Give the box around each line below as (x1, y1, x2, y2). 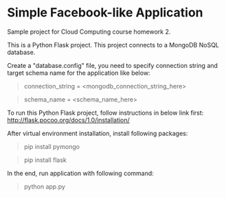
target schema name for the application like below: (7, 69, 150, 77)
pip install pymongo (23, 142, 80, 150)
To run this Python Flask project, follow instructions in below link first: (7, 108, 204, 117)
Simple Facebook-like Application (7, 5, 204, 21)
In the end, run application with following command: (7, 169, 155, 177)
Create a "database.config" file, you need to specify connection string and (7, 61, 218, 69)
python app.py (23, 182, 65, 190)
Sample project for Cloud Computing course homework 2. (7, 27, 171, 36)
